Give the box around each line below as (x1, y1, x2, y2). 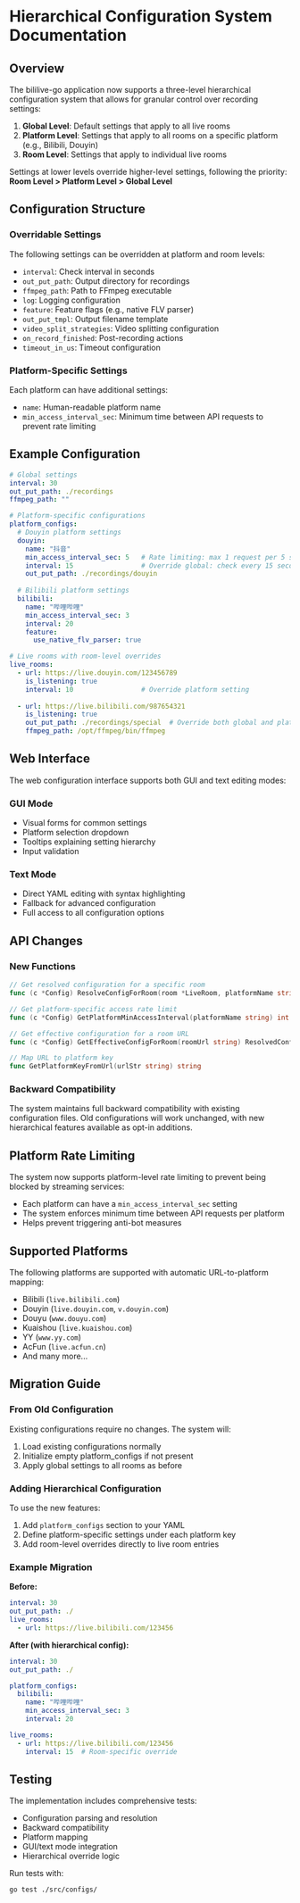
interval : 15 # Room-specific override (25, 1747, 178, 1756)
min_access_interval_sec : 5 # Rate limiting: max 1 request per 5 (25, 553, 286, 561)
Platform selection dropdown (21, 827, 129, 838)
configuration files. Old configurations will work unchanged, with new (9, 1113, 265, 1124)
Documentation (9, 25, 128, 46)
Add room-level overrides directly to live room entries (21, 1539, 220, 1550)
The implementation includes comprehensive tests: (9, 1796, 197, 1807)
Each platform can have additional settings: (9, 384, 168, 395)
